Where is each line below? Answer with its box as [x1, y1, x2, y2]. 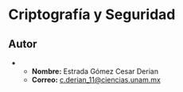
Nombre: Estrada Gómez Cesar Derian [31, 67, 159, 76]
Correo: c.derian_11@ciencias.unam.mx [31, 75, 161, 84]
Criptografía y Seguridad [8, 6, 176, 24]
